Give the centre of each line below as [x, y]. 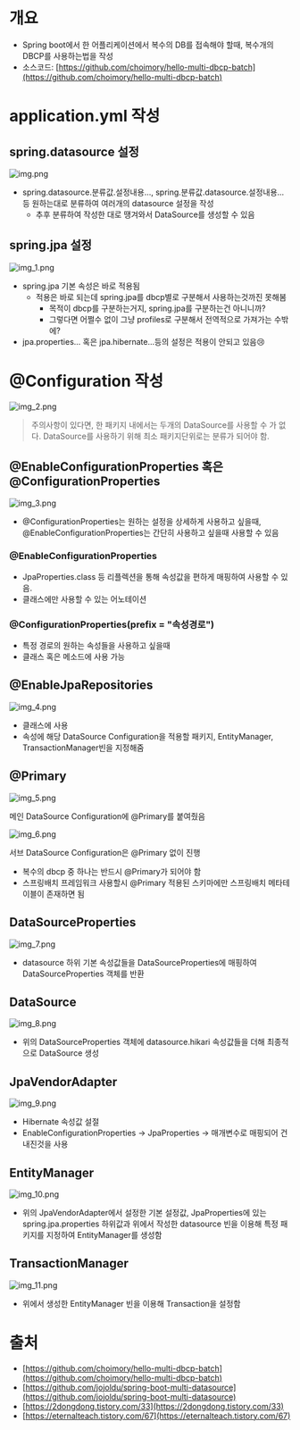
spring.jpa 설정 [50, 245]
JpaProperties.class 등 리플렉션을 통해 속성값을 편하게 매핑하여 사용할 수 [150, 576]
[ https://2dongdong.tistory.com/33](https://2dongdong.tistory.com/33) [153, 1406]
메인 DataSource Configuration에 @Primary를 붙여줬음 [107, 816]
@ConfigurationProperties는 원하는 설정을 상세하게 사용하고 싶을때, [142, 521]
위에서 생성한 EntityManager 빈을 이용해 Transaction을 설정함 [131, 1303]
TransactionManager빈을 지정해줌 [83, 748]
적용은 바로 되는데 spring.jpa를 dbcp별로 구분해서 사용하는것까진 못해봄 [161, 297]
